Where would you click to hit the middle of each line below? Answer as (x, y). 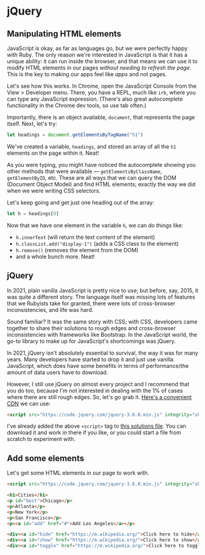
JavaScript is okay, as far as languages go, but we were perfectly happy (97, 48)
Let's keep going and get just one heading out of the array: (81, 202)
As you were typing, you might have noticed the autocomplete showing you (102, 164)
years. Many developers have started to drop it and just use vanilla (90, 359)
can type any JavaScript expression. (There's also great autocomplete (95, 99)
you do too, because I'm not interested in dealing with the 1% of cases (95, 391)
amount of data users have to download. (57, 372)
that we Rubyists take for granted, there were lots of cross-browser (91, 303)
